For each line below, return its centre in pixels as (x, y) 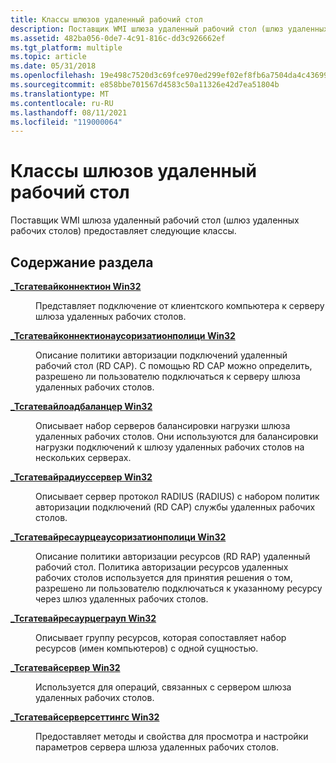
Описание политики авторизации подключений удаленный (161, 355)
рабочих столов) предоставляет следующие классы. (123, 231)
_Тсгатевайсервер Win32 (65, 667)
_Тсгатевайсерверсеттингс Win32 (85, 717)
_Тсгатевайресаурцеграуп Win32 (83, 618)
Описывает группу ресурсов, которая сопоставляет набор (161, 637)
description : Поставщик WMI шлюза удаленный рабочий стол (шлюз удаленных (169, 29)
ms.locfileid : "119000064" (66, 122)
